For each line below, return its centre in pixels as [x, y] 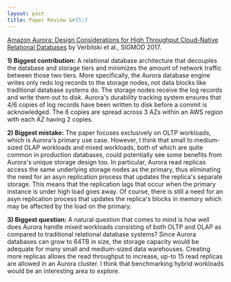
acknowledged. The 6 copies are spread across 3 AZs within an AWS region [115, 112]
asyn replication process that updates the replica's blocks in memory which [114, 198]
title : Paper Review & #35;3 [48, 20]
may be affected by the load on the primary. [70, 206]
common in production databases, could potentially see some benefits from [115, 154]
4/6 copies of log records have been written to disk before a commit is [107, 104]
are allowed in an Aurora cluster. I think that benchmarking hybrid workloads [115, 263]
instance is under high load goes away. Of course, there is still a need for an [115, 191]
